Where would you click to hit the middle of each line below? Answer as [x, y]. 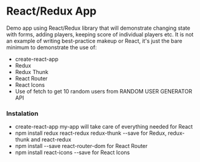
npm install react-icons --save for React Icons [72, 152]
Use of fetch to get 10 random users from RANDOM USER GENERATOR [104, 91]
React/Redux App [52, 11]
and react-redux [51, 140]
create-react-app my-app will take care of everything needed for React [104, 127]
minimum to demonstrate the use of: [52, 47]
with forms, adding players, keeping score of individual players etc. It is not [100, 34]
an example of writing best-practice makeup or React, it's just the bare [95, 41]
